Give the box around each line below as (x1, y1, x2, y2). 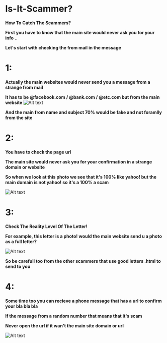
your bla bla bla (5, 303, 38, 309)
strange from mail (5, 84, 43, 90)
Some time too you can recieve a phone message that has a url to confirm (5, 298, 162, 304)
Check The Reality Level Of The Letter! (5, 223, 88, 230)
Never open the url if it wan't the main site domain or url (5, 322, 124, 328)
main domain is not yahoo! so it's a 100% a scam (5, 179, 109, 185)
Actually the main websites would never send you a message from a (5, 79, 150, 85)
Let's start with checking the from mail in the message (5, 44, 122, 50)
